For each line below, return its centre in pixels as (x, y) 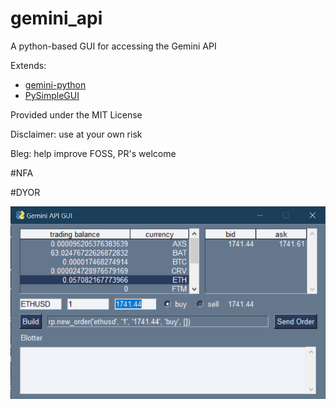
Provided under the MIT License (76, 114)
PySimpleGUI (52, 95)
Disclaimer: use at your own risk (76, 134)
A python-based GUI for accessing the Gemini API (113, 46)
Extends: (28, 65)
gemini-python (55, 84)
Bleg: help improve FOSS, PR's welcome (93, 153)
